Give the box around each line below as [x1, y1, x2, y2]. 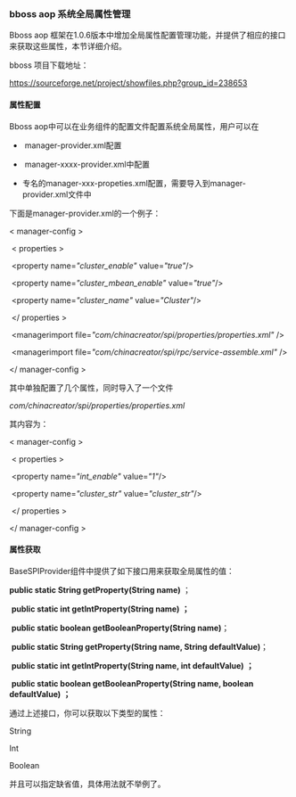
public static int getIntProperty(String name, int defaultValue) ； [11, 660, 254, 670]
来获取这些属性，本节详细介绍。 [9, 41, 127, 52]
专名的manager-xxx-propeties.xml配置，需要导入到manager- [21, 177, 247, 188]
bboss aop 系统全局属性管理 [9, 7, 131, 20]
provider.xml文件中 [21, 189, 92, 200]
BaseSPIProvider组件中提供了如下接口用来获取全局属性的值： [9, 565, 234, 576]
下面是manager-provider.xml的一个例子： [9, 208, 161, 218]
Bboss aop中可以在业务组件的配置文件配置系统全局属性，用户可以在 [9, 120, 259, 131]
